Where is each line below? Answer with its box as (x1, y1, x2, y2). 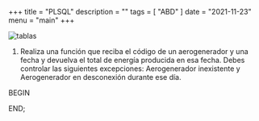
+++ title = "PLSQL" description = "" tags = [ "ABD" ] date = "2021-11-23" (8, 7, 252, 16)
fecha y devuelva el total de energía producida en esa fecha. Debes (19, 56, 245, 65)
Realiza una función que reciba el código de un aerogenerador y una (19, 47, 249, 56)
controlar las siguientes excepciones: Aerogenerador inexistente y (19, 64, 240, 73)
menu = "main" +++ (8, 15, 75, 25)
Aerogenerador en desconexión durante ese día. (19, 73, 182, 81)
